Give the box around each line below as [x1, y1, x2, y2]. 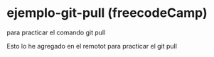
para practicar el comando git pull [6, 28, 106, 37]
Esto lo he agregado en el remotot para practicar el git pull [6, 42, 177, 50]
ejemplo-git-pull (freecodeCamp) [6, 5, 208, 21]
